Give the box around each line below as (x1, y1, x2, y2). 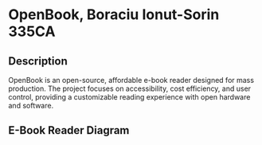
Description (8, 54, 68, 68)
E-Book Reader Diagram (8, 123, 130, 137)
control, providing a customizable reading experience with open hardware (8, 92, 251, 101)
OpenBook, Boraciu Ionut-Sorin (8, 6, 220, 24)
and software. (8, 101, 54, 110)
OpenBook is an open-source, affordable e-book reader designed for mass (8, 76, 255, 84)
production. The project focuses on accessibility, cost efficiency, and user (8, 84, 252, 93)
